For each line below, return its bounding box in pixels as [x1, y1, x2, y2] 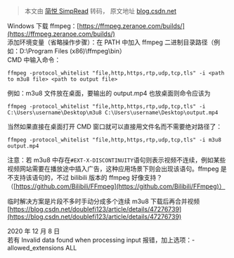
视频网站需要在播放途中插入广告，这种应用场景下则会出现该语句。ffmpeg [7, 165, 219, 173]
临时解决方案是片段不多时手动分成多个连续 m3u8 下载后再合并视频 [7, 197, 200, 205]
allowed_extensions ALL [7, 244, 77, 252]
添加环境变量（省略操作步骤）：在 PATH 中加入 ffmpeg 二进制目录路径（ [7, 38, 214, 46]
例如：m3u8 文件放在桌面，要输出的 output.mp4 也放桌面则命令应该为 [7, 89, 211, 97]
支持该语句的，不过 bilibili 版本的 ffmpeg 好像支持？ [13, 174, 163, 181]
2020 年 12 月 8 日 [7, 227, 60, 235]
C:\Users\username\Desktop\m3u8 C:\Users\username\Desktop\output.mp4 [7, 109, 219, 116]
